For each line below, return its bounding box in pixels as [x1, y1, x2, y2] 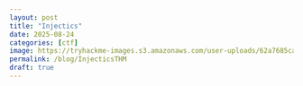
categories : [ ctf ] [9, 38, 78, 47]
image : [9, 47, 34, 56]
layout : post [9, 13, 59, 22]
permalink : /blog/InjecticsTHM [9, 55, 127, 64]
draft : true [9, 64, 54, 73]
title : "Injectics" [9, 21, 83, 30]
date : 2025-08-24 [9, 30, 75, 39]
